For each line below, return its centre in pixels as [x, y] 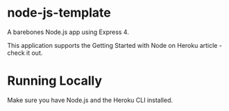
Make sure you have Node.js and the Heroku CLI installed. [90, 100]
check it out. [25, 53]
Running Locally [55, 81]
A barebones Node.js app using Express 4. [68, 32]
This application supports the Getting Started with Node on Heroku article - [114, 45]
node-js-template [59, 13]
